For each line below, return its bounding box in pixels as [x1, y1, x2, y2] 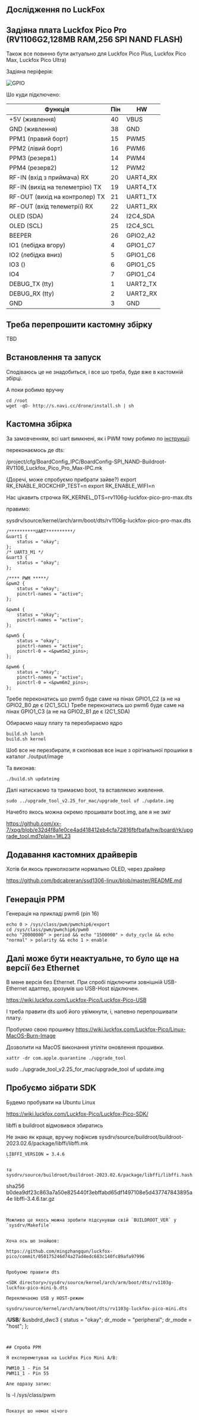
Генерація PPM [6, 894, 65, 904]
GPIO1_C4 [126, 270, 156, 279]
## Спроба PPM [6, 1344, 42, 1350]
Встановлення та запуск [6, 353, 102, 363]
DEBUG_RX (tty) [9, 289, 55, 298]
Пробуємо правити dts [6, 1269, 60, 1275]
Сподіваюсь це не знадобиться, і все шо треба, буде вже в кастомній [6, 368, 183, 375]
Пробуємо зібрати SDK [6, 1083, 97, 1093]
